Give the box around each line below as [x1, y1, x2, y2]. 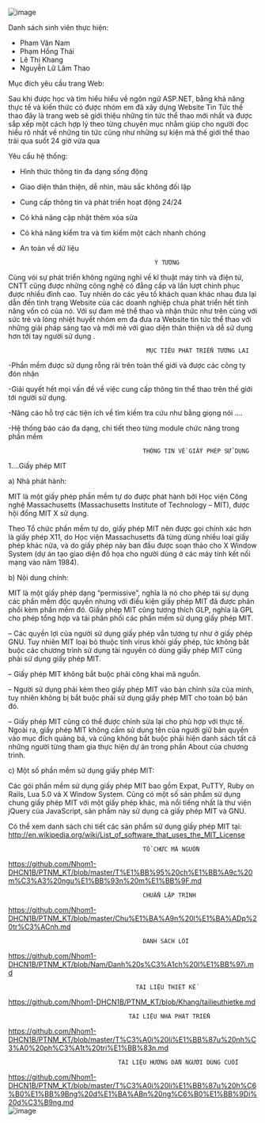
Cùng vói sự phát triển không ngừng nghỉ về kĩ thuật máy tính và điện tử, [8, 273, 244, 282]
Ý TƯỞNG [153, 259, 180, 267]
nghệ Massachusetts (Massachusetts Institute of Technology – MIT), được [8, 500, 250, 510]
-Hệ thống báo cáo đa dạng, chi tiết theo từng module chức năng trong [8, 423, 240, 433]
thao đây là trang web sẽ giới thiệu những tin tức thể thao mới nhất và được [8, 111, 253, 120]
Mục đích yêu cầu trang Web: [8, 79, 105, 88]
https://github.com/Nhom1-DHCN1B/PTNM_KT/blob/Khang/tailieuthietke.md [8, 997, 256, 1007]
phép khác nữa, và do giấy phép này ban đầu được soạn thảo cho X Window [8, 541, 257, 550]
